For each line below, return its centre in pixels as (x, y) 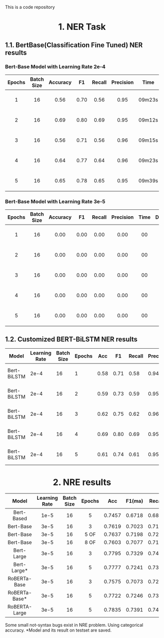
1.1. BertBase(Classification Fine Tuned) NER (74, 45)
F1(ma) (135, 501)
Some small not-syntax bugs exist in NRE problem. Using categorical (74, 625)
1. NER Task (82, 27)
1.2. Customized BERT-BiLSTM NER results (71, 339)
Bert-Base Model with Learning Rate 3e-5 (55, 202)
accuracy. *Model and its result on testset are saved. (58, 630)
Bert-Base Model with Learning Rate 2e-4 (55, 67)
